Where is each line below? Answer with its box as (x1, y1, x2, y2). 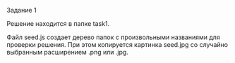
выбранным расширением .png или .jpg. (6, 48, 128, 56)
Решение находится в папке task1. (6, 20, 110, 27)
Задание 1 (6, 6, 37, 14)
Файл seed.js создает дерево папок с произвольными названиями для (6, 33, 220, 41)
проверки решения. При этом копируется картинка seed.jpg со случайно (6, 41, 229, 48)
